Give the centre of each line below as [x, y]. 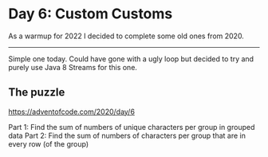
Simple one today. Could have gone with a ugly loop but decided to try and [131, 59]
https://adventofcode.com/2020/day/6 [72, 112]
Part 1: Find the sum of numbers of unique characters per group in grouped [132, 127]
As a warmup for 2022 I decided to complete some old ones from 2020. [126, 36]
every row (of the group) [49, 143]
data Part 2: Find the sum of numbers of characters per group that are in [127, 135]
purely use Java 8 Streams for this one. [73, 67]
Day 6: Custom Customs [91, 14]
